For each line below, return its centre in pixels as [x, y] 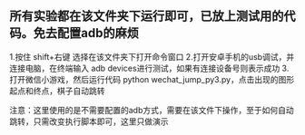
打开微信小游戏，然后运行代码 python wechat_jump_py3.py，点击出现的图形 [152, 79]
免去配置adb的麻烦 [86, 33]
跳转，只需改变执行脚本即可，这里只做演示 [89, 121]
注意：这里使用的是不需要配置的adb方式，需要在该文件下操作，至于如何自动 [152, 110]
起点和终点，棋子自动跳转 [57, 91]
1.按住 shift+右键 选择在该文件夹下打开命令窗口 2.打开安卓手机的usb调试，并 [152, 56]
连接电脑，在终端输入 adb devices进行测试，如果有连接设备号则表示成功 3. [149, 68]
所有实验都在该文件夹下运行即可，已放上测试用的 [147, 16]
